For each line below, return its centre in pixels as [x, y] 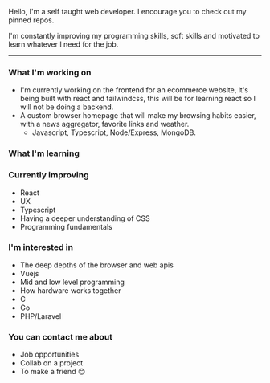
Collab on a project [51, 363]
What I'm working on [50, 72]
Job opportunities [49, 354]
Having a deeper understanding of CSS [85, 218]
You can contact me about [61, 336]
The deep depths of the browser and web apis [97, 265]
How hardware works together [70, 290]
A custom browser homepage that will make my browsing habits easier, [138, 116]
